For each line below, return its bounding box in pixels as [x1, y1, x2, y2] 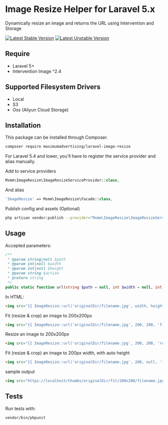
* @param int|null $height [7, 266, 64, 271]
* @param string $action [7, 271, 59, 276]
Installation [5, 121, 41, 130]
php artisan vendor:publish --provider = [5, 215, 91, 220]
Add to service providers [5, 168, 56, 174]
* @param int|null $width [7, 261, 61, 266]
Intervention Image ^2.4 [12, 68, 61, 74]
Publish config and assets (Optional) [5, 206, 80, 211]
